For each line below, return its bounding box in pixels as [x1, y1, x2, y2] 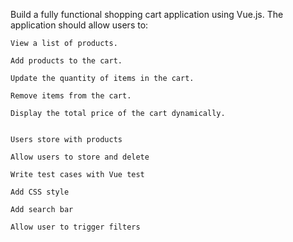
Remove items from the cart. [10, 91, 132, 101]
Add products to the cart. [10, 56, 123, 66]
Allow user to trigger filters [10, 222, 141, 232]
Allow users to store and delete [10, 152, 150, 162]
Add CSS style [10, 187, 70, 197]
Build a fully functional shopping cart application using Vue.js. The [10, 9, 284, 20]
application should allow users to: [10, 19, 149, 31]
